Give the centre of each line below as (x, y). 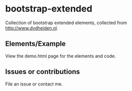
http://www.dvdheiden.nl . (32, 28)
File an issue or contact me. (34, 84)
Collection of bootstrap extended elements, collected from (66, 23)
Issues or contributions (42, 72)
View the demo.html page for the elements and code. (61, 56)
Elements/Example (35, 44)
